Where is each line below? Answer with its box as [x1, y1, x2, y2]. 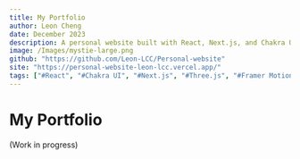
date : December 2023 [9, 29, 87, 38]
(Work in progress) [9, 139, 79, 150]
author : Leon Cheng [9, 21, 82, 30]
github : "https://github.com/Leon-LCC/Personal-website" [9, 54, 226, 63]
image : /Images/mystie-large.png [9, 46, 134, 55]
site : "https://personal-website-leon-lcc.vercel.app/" [9, 63, 221, 72]
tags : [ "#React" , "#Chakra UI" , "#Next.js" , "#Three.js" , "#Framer [9, 71, 266, 80]
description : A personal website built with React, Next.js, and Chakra [9, 38, 286, 47]
